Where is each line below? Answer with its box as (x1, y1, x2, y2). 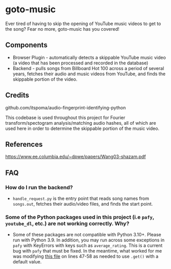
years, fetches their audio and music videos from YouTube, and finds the (12, 71, 166, 77)
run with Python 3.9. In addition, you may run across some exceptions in (12, 237, 165, 243)
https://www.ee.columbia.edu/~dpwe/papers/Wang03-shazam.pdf (5, 153, 146, 160)
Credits (5, 91, 30, 100)
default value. (12, 259, 42, 265)
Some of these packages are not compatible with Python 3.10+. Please (12, 232, 162, 238)
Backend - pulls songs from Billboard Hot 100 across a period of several (12, 65, 164, 71)
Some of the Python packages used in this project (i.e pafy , (5, 213, 155, 220)
